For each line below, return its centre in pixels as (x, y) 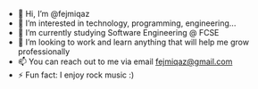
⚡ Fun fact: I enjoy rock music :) (76, 75)
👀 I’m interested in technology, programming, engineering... (127, 23)
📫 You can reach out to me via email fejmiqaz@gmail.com (125, 61)
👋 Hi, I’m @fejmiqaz (54, 14)
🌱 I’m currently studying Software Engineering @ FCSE (118, 32)
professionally (44, 52)
